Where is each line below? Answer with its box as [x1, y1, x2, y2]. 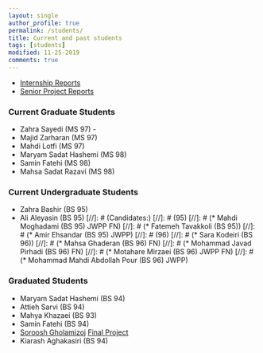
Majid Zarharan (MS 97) [19, 133, 98, 143]
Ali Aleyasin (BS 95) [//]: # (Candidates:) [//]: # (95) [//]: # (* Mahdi [19, 213, 238, 223]
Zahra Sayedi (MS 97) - [19, 124, 97, 134]
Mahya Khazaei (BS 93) [19, 310, 98, 320]
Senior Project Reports [19, 86, 94, 96]
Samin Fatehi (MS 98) [19, 159, 91, 168]
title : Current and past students [8, 33, 123, 42]
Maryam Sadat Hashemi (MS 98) [19, 150, 127, 159]
